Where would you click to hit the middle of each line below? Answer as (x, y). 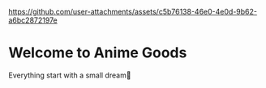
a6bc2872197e (33, 20)
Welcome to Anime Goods (98, 53)
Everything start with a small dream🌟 (70, 75)
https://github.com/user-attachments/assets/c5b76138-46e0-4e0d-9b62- (133, 12)
